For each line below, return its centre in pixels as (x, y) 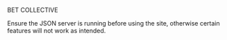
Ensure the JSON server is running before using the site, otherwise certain (113, 23)
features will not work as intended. (57, 31)
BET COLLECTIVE (33, 10)
